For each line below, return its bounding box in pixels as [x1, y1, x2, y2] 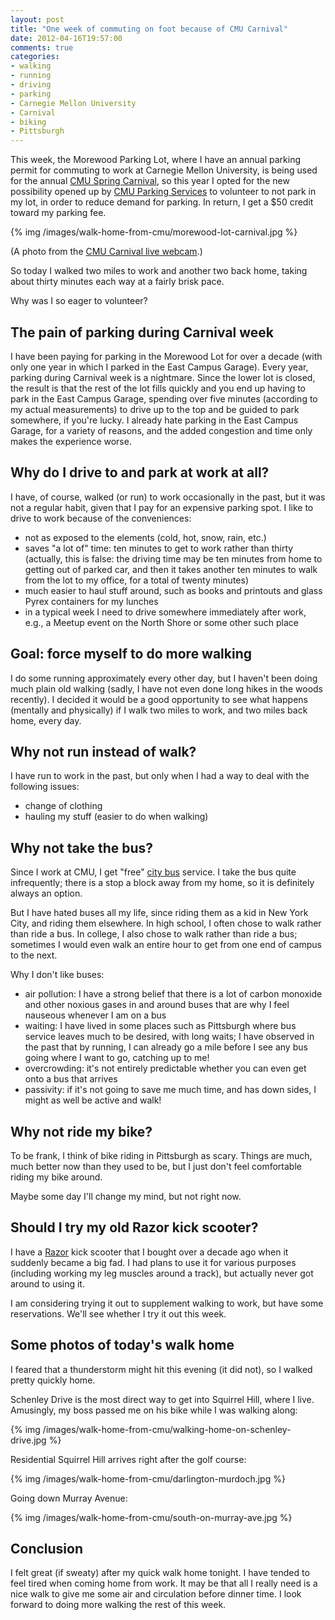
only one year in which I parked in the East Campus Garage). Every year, [10, 361, 309, 373]
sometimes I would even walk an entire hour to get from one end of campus [10, 939, 322, 951]
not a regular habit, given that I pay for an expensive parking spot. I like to [10, 501, 314, 513]
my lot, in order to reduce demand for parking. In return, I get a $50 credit [10, 196, 314, 208]
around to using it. [10, 1277, 85, 1290]
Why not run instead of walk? [10, 743, 197, 760]
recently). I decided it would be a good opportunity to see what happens [10, 693, 308, 705]
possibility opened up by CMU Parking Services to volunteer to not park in [10, 186, 317, 198]
